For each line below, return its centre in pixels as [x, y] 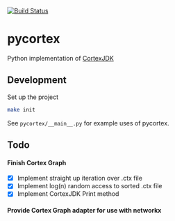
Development [37, 80]
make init [22, 109]
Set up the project [33, 97]
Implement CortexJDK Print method [68, 194]
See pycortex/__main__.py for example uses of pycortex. [88, 123]
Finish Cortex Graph [37, 162]
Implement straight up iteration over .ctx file [80, 178]
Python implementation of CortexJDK [61, 58]
